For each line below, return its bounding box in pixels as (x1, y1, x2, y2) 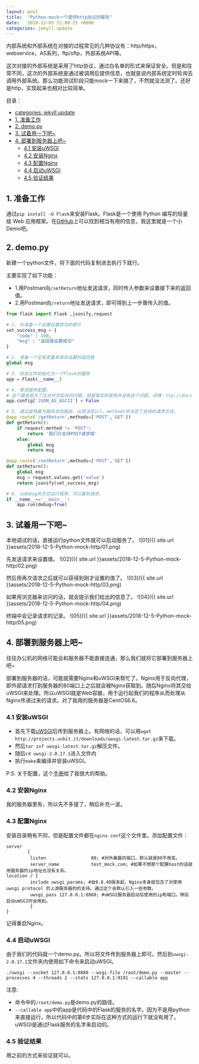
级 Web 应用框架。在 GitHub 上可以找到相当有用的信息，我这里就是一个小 (6, 218, 182, 225)
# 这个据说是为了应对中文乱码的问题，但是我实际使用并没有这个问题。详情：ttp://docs (6, 392, 192, 398)
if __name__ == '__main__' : (6, 496, 70, 502)
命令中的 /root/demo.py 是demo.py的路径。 (14, 999, 118, 1006)
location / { (6, 873, 38, 879)
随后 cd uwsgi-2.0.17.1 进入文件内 (14, 750, 97, 757)
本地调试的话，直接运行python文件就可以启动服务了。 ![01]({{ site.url (6, 536, 174, 544)
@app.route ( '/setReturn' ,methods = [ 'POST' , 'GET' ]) (6, 458, 131, 464)
